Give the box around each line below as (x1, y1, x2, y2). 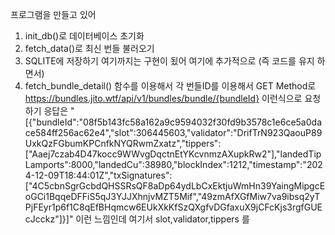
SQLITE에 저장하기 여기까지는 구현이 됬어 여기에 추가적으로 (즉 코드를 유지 (24, 55, 315, 67)
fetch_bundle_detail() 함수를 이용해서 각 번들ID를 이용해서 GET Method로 (24, 80, 317, 92)
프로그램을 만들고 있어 (10, 9, 97, 20)
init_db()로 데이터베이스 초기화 (24, 30, 145, 42)
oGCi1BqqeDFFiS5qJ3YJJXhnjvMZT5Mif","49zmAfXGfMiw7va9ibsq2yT (24, 191, 321, 202)
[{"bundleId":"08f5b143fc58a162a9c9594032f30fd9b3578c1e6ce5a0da (24, 116, 322, 128)
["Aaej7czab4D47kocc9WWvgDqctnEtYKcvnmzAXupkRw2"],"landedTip (24, 148, 322, 160)
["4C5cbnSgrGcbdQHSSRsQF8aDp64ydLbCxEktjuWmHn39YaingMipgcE (24, 180, 326, 192)
